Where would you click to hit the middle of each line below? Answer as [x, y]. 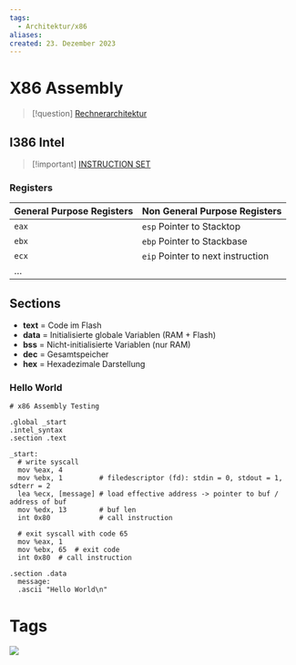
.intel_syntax [36, 430]
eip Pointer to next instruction [205, 256]
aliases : [26, 35]
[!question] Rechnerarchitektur [89, 114]
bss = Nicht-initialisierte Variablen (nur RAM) [107, 345]
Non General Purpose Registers [212, 211]
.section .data [38, 574]
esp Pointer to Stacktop [191, 227]
